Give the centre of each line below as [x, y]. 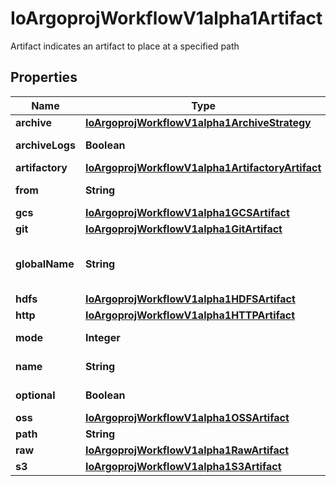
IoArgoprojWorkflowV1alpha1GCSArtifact [187, 212]
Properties [44, 77]
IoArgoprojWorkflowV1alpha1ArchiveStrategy [198, 122]
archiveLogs [45, 145]
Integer [102, 337]
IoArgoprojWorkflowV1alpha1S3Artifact [183, 466]
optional [35, 395]
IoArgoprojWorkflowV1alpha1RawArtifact [186, 450]
